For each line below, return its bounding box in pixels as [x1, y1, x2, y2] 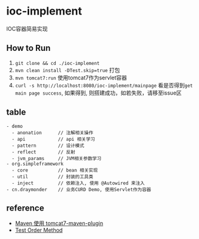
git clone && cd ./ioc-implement [15, 60, 100, 66]
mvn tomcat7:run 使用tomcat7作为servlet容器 [15, 74, 127, 81]
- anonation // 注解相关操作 [12, 129, 93, 136]
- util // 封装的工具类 [12, 173, 93, 180]
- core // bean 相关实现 [12, 167, 98, 173]
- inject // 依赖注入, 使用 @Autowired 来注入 [12, 180, 145, 186]
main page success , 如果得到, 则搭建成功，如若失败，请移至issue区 [15, 89, 182, 96]
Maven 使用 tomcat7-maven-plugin [15, 220, 103, 227]
